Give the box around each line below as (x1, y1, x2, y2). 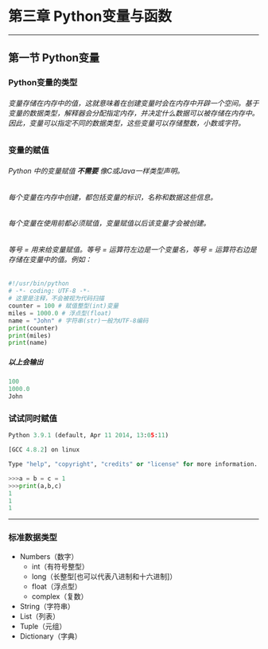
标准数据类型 (8, 532, 58, 543)
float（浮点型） (31, 581, 82, 591)
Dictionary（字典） (19, 631, 82, 641)
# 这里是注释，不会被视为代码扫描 (8, 295, 105, 303)
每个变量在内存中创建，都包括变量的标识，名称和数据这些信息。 (8, 192, 217, 201)
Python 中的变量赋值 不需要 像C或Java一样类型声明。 (8, 166, 184, 176)
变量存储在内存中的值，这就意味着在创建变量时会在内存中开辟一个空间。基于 (8, 98, 259, 108)
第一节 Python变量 (8, 51, 100, 65)
